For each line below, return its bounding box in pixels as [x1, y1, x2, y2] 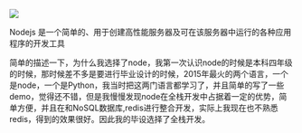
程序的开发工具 [9, 38, 65, 49]
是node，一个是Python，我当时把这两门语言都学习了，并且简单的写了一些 [9, 80, 285, 90]
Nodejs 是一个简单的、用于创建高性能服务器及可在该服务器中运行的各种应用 [9, 27, 292, 37]
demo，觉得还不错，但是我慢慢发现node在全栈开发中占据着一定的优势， [9, 91, 279, 101]
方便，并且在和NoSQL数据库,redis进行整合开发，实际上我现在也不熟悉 [16, 102, 278, 113]
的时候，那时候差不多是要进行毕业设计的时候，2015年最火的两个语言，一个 [9, 69, 289, 79]
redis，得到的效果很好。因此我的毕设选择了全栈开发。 [9, 114, 211, 124]
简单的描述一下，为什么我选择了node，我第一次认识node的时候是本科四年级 [9, 57, 293, 68]
